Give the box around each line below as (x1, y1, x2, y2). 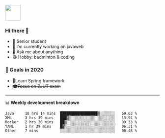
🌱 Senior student (12, 38, 47, 44)
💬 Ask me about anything (12, 49, 63, 55)
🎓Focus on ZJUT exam (12, 83, 61, 89)
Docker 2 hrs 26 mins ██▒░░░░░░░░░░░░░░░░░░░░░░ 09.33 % (5, 119, 137, 125)
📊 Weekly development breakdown (5, 100, 80, 105)
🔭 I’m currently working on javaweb (12, 44, 84, 50)
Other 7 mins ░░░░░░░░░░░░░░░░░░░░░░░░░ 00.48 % (5, 128, 137, 133)
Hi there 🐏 (5, 27, 29, 34)
